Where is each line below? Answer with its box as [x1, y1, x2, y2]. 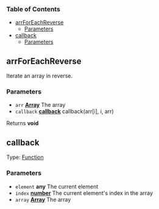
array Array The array [15, 196, 71, 203]
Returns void [6, 120, 39, 127]
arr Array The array [15, 101, 66, 109]
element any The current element [15, 183, 99, 190]
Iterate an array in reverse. [6, 72, 73, 79]
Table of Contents [6, 5, 61, 13]
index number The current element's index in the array [15, 189, 154, 197]
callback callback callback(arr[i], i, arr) [15, 108, 114, 115]
